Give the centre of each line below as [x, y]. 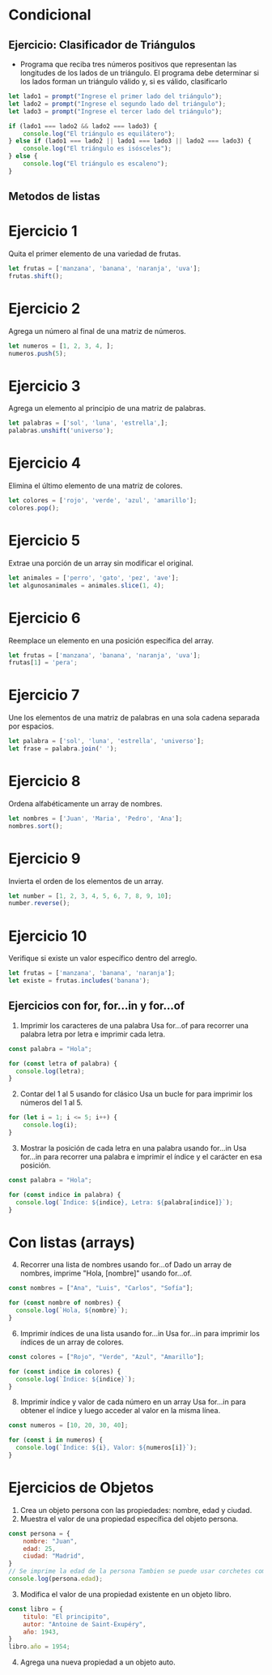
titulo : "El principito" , [67, 1617]
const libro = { [36, 1609]
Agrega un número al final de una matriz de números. [97, 331]
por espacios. [31, 726]
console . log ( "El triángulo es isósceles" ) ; [98, 149]
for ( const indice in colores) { [65, 1371]
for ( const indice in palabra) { [65, 1194]
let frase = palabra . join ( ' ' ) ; [63, 749]
